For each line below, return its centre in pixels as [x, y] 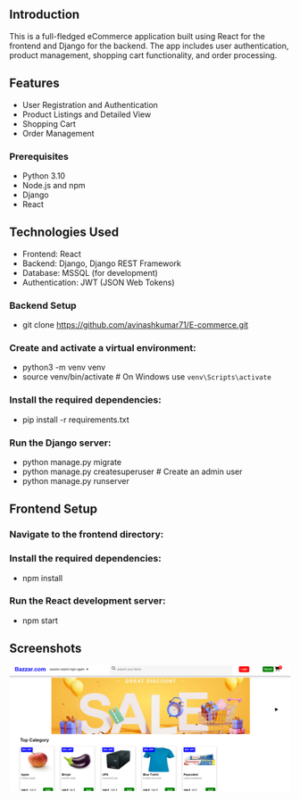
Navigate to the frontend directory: [87, 535]
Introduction [45, 15]
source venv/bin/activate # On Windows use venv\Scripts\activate [147, 377]
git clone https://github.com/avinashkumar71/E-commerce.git [135, 325]
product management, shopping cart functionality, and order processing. [143, 55]
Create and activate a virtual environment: [103, 347]
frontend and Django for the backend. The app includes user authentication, [149, 46]
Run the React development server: [87, 601]
